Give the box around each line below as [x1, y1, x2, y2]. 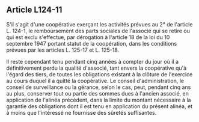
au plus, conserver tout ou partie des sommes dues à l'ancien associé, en [6, 90, 189, 97]
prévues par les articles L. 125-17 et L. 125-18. [6, 46, 120, 53]
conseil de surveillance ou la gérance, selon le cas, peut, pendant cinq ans [6, 84, 191, 91]
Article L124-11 [6, 5, 63, 15]
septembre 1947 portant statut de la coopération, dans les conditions [6, 40, 177, 47]
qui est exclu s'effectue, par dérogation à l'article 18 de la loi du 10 [6, 33, 170, 41]
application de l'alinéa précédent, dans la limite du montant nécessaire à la [6, 96, 191, 103]
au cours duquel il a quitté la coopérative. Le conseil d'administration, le [6, 77, 185, 84]
